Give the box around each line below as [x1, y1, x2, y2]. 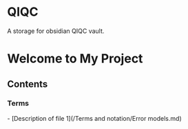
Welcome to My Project [7, 51, 143, 67]
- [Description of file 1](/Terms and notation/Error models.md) [7, 114, 182, 122]
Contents [7, 78, 48, 90]
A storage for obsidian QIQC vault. [7, 27, 105, 35]
